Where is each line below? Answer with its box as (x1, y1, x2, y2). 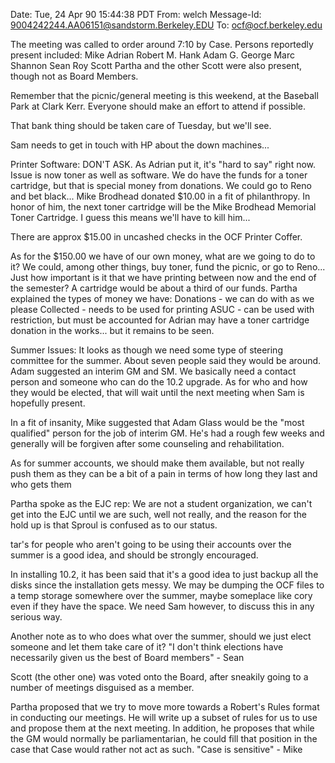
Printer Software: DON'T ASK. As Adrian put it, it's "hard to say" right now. (10, 159, 317, 170)
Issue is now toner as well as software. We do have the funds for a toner (10, 169, 308, 181)
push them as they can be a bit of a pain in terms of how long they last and (10, 468, 318, 479)
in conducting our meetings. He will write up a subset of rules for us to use (10, 712, 318, 723)
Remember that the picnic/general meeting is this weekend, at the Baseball (10, 90, 319, 101)
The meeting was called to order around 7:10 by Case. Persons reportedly (10, 39, 314, 50)
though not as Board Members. (10, 70, 139, 82)
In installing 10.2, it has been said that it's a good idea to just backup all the (10, 569, 319, 580)
